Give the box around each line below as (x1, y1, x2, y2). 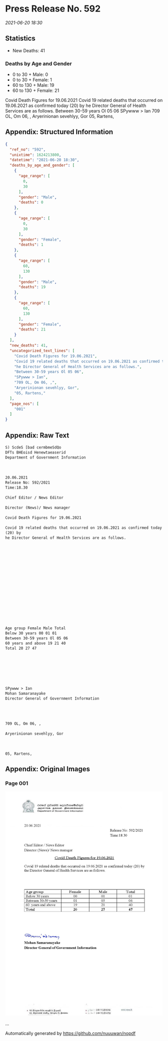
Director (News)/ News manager (5, 505, 70, 510)
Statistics (5, 34, 36, 43)
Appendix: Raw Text (5, 431, 69, 439)
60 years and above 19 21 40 (5, 641, 66, 646)
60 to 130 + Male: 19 (12, 82, 54, 88)
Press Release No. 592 (5, 3, 101, 15)
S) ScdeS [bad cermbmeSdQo (5, 445, 61, 450)
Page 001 (5, 780, 28, 787)
